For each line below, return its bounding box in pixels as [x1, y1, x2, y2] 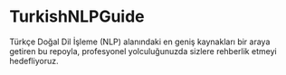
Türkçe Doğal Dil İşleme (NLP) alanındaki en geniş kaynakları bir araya [9, 36, 271, 47]
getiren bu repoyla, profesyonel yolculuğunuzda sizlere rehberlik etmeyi [9, 45, 278, 56]
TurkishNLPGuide [9, 6, 145, 27]
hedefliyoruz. [9, 55, 59, 66]
